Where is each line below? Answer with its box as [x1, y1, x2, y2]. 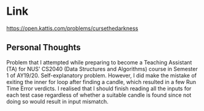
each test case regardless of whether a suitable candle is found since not [6, 91, 192, 99]
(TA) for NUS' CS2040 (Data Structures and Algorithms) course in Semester [6, 65, 198, 72]
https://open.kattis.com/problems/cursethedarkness [6, 25, 138, 32]
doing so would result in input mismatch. [6, 98, 109, 105]
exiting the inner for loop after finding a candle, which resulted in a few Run [6, 78, 197, 85]
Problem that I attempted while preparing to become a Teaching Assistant [6, 58, 192, 66]
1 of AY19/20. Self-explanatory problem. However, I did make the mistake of [6, 72, 197, 79]
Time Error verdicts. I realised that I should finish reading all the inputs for [6, 85, 192, 92]
